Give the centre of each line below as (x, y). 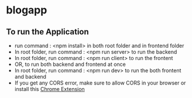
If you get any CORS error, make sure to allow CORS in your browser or (100, 83)
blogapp (27, 10)
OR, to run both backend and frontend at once (70, 64)
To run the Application (47, 32)
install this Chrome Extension (49, 89)
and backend (30, 77)
